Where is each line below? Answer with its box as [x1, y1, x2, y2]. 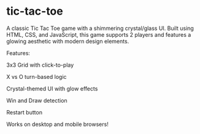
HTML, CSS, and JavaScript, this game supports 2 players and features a [6, 31, 191, 38]
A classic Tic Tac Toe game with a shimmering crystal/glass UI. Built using [6, 24, 194, 32]
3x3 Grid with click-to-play [6, 61, 74, 69]
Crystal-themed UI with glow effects [6, 84, 98, 92]
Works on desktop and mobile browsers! [6, 121, 109, 128]
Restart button [6, 108, 43, 116]
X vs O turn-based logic [6, 73, 67, 80]
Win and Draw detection [6, 97, 67, 104]
